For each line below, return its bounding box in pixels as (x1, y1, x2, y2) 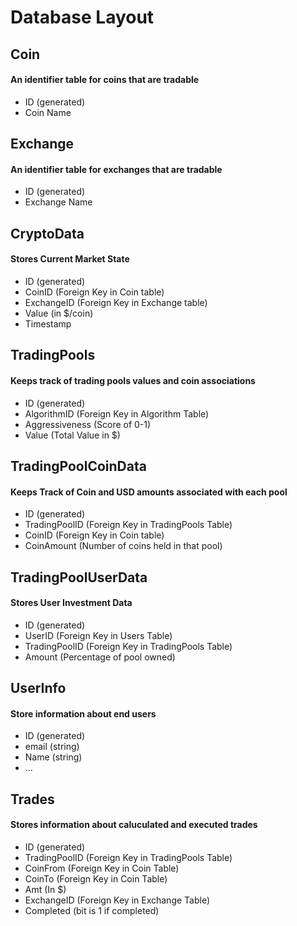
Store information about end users (10, 707, 157, 720)
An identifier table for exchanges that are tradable (10, 163, 223, 175)
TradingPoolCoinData (10, 457, 147, 475)
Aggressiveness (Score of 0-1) (24, 418, 152, 430)
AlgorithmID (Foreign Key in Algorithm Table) (24, 407, 210, 420)
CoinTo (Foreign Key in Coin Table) (24, 872, 168, 885)
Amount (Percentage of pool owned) (24, 651, 176, 663)
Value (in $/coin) (24, 307, 94, 319)
